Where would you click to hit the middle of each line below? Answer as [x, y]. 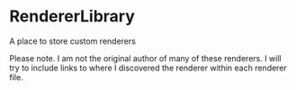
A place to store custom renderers [73, 41]
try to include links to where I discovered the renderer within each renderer [148, 68]
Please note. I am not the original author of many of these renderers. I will [145, 58]
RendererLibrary [72, 16]
